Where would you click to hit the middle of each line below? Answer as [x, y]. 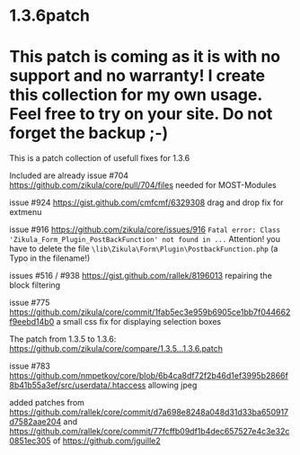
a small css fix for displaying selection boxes [139, 322]
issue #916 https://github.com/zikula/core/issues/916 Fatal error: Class [145, 229]
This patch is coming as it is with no [145, 57]
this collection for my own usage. [136, 95]
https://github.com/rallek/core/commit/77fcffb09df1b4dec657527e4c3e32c [150, 432]
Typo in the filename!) [50, 258]
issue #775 [30, 303]
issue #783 [30, 366]
